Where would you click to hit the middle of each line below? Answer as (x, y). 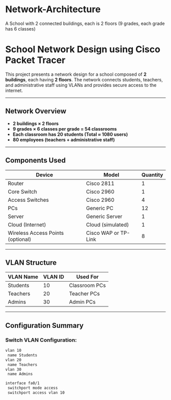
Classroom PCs (87, 286)
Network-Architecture (53, 9)
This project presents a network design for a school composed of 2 (76, 74)
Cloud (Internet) (27, 225)
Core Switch (22, 192)
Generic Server (104, 216)
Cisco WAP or (103, 233)
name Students (22, 355)
